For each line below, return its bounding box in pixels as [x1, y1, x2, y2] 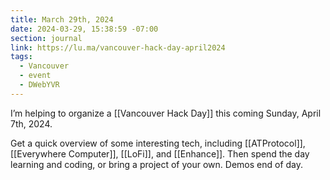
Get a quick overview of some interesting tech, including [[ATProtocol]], [10, 137, 306, 149]
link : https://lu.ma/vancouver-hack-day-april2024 [10, 42, 226, 53]
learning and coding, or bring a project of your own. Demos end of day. [10, 158, 304, 170]
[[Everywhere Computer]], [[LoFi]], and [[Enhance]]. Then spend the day [10, 147, 310, 160]
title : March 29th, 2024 [10, 14, 114, 25]
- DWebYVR [19, 80, 60, 90]
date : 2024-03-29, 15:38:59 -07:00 [10, 24, 159, 34]
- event [19, 71, 52, 81]
